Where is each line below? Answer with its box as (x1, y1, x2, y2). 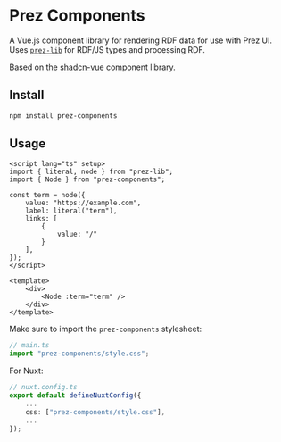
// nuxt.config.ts (9, 383, 78, 392)
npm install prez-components (9, 111, 118, 121)
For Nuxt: (9, 365, 44, 376)
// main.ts (9, 341, 50, 350)
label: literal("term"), (25, 206, 118, 215)
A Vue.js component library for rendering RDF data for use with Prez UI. (9, 35, 273, 46)
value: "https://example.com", (25, 198, 142, 208)
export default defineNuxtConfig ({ (9, 391, 142, 400)
